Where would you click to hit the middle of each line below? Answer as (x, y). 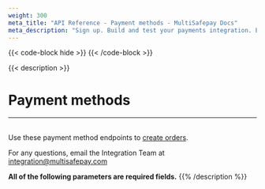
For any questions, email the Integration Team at (87, 153)
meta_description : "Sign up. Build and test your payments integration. (130, 30)
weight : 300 (28, 15)
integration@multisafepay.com (58, 161)
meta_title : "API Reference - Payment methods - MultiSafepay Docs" (123, 23)
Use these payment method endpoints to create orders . (98, 138)
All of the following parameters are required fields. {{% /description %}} (128, 177)
